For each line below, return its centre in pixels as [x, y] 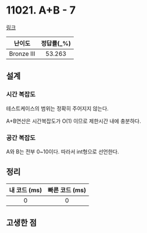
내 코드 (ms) [26, 190]
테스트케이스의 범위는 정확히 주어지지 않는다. [58, 108]
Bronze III [22, 54]
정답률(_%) [56, 43]
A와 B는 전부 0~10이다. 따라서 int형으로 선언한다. [63, 152]
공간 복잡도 [21, 137]
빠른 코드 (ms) [67, 190]
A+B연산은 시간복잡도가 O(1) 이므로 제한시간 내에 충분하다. [74, 121]
